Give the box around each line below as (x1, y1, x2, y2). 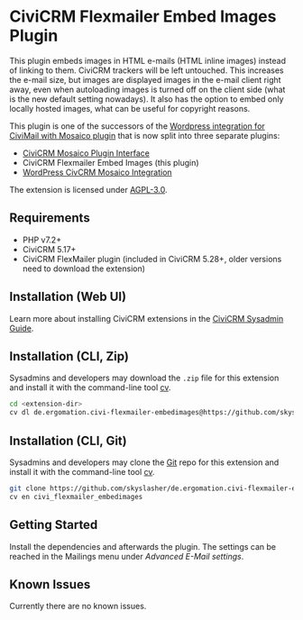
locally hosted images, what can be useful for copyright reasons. (9, 103, 251, 114)
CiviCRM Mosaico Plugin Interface (22, 147, 151, 159)
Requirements (9, 210, 90, 226)
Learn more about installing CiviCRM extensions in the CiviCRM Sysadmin (9, 313, 284, 324)
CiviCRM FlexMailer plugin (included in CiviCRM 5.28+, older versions (22, 253, 282, 264)
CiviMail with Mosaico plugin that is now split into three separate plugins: (9, 130, 280, 141)
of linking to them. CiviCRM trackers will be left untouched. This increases (9, 65, 284, 76)
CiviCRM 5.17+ (22, 243, 77, 254)
